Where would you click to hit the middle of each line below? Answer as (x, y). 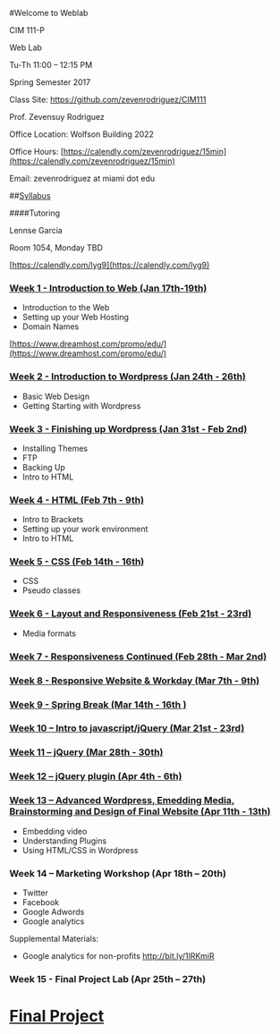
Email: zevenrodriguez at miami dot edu (82, 178)
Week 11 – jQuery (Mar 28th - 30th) (86, 752)
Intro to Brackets (53, 520)
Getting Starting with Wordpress (81, 405)
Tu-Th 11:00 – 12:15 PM (51, 65)
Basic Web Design (56, 396)
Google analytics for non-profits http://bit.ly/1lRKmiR (118, 955)
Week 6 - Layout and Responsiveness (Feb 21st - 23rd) (131, 614)
